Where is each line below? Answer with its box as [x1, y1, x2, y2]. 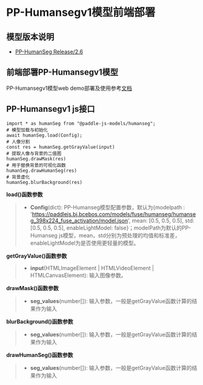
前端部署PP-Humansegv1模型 [6, 67, 118, 78]
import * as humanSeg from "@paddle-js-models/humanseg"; [6, 120, 156, 126]
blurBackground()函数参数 [6, 318, 74, 325]
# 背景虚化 [6, 174, 30, 180]
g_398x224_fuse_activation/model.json [30, 217, 128, 224]
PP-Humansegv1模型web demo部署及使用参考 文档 [6, 84, 132, 92]
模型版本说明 [6, 32, 55, 42]
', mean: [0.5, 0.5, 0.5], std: [127, 217, 195, 224]
